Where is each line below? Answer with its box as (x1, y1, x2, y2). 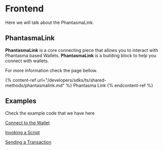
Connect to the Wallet (5, 120, 50, 126)
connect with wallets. (5, 58, 49, 64)
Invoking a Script (5, 129, 40, 135)
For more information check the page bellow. (5, 67, 97, 73)
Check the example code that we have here (5, 110, 95, 116)
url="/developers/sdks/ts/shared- (37, 77, 106, 83)
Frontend (5, 3, 44, 14)
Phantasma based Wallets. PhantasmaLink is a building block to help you (5, 52, 156, 58)
